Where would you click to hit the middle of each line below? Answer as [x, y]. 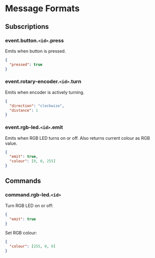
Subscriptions [27, 27]
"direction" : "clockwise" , [37, 106]
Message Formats [42, 9]
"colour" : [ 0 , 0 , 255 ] [33, 161]
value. [11, 143]
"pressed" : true [26, 64]
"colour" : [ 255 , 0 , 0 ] [33, 247]
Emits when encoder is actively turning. [45, 92]
